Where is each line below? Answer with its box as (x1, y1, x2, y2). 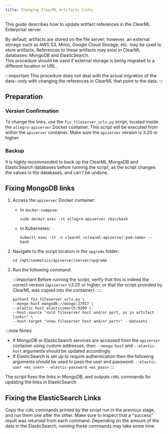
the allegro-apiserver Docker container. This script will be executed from (5, 124, 158, 130)
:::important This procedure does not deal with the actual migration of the (5, 72, 157, 78)
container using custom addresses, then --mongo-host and (12, 343, 133, 349)
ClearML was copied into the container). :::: (12, 287, 102, 294)
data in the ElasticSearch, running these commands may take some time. (5, 423, 155, 429)
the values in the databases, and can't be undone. (5, 169, 109, 176)
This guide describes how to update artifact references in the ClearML (5, 21, 150, 27)
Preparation (5, 92, 43, 101)
